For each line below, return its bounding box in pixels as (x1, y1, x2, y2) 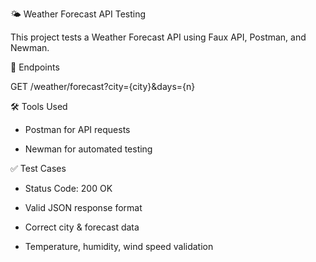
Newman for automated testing (24, 143, 153, 155)
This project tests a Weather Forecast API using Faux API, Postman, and (10, 31, 307, 43)
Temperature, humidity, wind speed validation (24, 241, 214, 252)
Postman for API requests (24, 124, 131, 135)
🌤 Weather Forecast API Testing (10, 8, 147, 20)
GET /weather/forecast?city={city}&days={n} (10, 81, 196, 92)
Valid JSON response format (24, 202, 143, 213)
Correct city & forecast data (24, 221, 140, 233)
